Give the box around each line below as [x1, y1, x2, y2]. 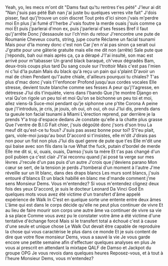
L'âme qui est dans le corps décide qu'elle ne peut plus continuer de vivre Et [5, 202, 163, 208]
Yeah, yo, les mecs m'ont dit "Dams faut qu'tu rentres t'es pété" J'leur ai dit [5, 5, 161, 10]
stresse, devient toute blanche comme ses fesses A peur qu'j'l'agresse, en [5, 84, 159, 90]
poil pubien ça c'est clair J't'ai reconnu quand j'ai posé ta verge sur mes [5, 154, 154, 160]
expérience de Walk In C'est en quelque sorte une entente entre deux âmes [5, 197, 161, 203]
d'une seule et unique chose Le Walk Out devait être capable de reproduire [5, 223, 160, 229]
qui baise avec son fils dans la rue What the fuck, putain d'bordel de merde [5, 143, 160, 149]
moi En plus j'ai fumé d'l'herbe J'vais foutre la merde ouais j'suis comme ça [5, 20, 161, 26]
